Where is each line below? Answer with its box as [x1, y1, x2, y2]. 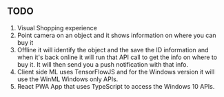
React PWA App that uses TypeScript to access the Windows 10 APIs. [17, 82, 215, 90]
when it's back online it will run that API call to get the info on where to [17, 53, 218, 61]
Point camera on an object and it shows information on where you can [17, 31, 216, 39]
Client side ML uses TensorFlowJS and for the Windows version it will [17, 67, 215, 76]
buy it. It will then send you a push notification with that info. [17, 60, 188, 68]
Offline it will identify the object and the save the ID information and [17, 45, 209, 54]
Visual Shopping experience [17, 23, 98, 32]
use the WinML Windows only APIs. [17, 75, 119, 83]
